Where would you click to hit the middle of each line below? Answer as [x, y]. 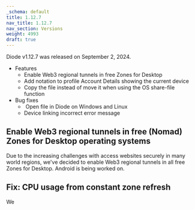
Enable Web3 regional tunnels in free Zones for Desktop [93, 75]
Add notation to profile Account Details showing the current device [106, 81]
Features [26, 68]
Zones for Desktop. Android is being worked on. [65, 168]
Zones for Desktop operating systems [79, 141]
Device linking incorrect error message [72, 113]
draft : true [21, 40]
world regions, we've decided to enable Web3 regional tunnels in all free [96, 162]
